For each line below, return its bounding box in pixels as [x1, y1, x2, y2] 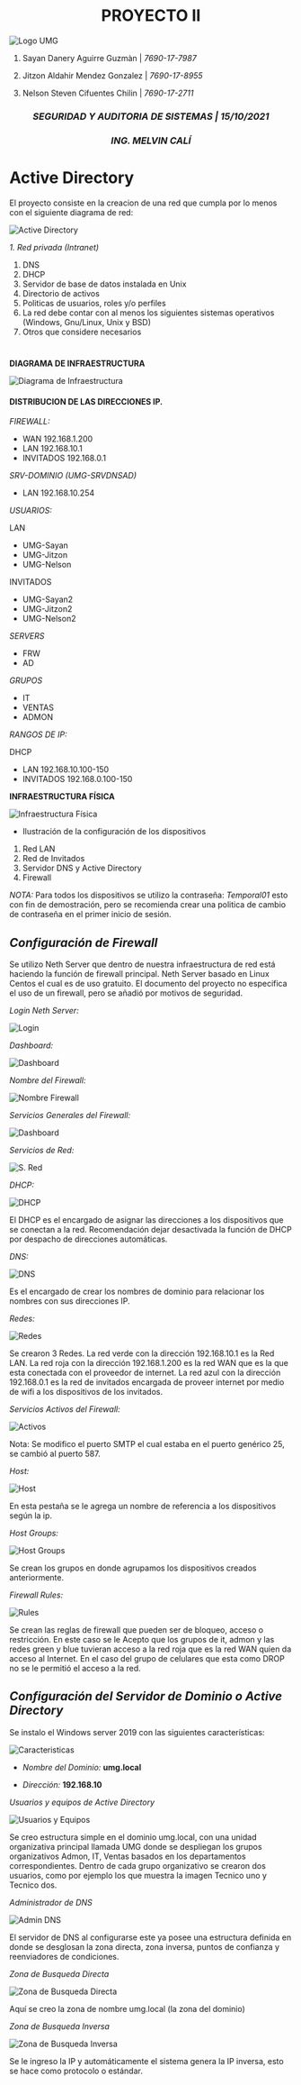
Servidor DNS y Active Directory [22, 862, 142, 874]
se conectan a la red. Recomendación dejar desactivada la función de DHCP [9, 1224, 292, 1234]
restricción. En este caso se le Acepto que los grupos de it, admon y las [9, 1634, 275, 1644]
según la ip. [9, 1510, 52, 1521]
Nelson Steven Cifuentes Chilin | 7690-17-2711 [22, 87, 194, 98]
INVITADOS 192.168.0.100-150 [22, 774, 133, 785]
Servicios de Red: [9, 1144, 75, 1155]
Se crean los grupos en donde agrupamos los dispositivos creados [9, 1562, 257, 1573]
